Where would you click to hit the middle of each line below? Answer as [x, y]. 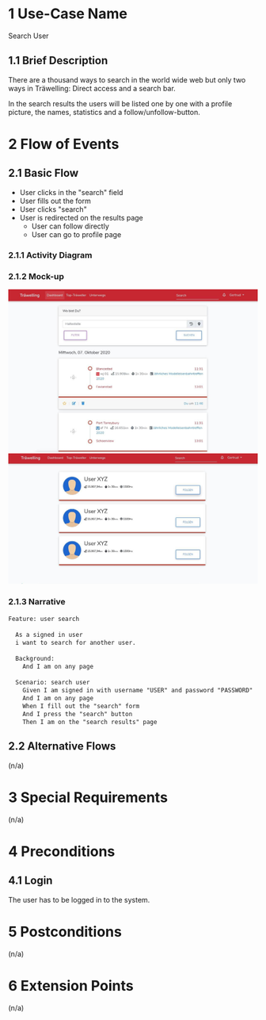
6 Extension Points [71, 985]
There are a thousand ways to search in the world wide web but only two [127, 79]
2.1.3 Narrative [37, 601]
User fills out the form [55, 201]
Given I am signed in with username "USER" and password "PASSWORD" [138, 690]
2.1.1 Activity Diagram [50, 255]
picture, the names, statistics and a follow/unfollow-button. [104, 112]
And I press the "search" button [78, 714]
